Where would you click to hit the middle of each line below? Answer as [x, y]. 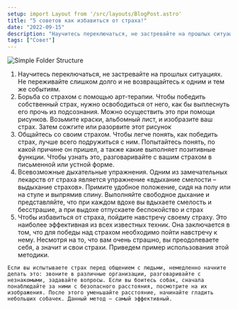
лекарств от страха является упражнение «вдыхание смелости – [117, 180]
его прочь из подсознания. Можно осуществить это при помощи [116, 112]
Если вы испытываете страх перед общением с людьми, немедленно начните [117, 268]
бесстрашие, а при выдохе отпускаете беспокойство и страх [110, 210]
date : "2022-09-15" [36, 27]
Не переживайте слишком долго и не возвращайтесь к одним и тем [121, 82]
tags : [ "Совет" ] [31, 40]
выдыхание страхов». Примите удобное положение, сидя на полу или [124, 187]
